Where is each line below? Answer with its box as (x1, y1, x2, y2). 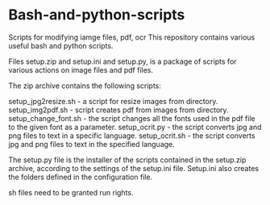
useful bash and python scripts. (8, 40, 114, 50)
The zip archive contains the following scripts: (8, 81, 161, 90)
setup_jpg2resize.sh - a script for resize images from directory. (8, 96, 218, 106)
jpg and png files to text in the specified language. (8, 139, 175, 149)
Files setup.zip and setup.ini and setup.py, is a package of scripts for (8, 56, 237, 66)
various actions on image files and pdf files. (8, 65, 153, 74)
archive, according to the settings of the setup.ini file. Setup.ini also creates (8, 163, 260, 173)
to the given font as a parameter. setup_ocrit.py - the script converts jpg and (8, 122, 262, 132)
